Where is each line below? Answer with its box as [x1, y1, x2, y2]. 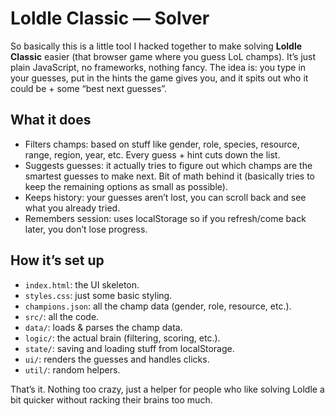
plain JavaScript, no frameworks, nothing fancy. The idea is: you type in [10, 61, 307, 73]
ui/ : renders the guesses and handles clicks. [24, 353, 210, 365]
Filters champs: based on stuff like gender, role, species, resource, [24, 138, 300, 150]
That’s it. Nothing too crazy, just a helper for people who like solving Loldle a [10, 383, 325, 395]
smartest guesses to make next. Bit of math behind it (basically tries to [24, 170, 315, 182]
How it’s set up [10, 252, 105, 269]
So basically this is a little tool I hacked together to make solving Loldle [10, 40, 303, 52]
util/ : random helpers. [24, 363, 121, 376]
